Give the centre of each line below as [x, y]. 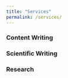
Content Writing [30, 38]
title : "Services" [29, 12]
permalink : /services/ [34, 17]
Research [20, 70]
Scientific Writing [32, 54]
